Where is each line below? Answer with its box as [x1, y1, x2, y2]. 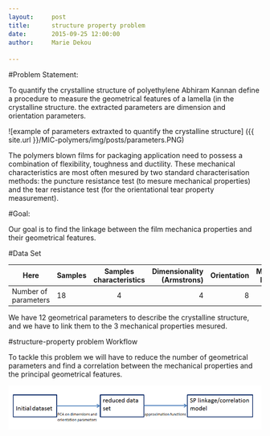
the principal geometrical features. [8, 369, 123, 379]
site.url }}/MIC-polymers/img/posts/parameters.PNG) [8, 135, 185, 145]
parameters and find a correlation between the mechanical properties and [8, 361, 253, 371]
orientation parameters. [8, 111, 87, 120]
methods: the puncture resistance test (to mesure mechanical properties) [8, 177, 251, 186]
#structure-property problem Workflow [8, 337, 138, 347]
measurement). [8, 194, 59, 203]
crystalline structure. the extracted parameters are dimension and [8, 103, 226, 112]
